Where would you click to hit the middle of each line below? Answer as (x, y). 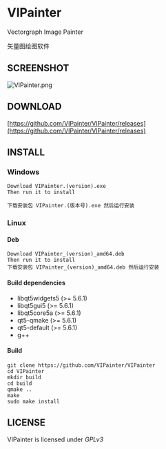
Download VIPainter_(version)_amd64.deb (66, 254)
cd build (20, 383)
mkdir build (24, 377)
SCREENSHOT (38, 68)
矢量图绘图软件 (28, 46)
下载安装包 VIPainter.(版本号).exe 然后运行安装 (71, 206)
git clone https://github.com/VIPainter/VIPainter (81, 365)
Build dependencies (36, 283)
